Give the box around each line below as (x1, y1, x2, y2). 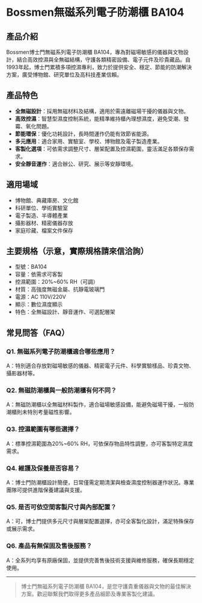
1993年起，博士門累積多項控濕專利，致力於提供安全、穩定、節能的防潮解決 (6, 64, 192, 70)
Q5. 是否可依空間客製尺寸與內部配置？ (6, 502, 117, 511)
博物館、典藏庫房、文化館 (14, 196, 79, 204)
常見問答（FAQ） (6, 328, 70, 338)
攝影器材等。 (6, 370, 38, 377)
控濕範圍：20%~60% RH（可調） (14, 278, 99, 286)
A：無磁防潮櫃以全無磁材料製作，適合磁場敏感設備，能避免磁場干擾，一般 (6, 401, 189, 408)
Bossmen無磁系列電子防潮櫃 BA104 (6, 5, 185, 19)
